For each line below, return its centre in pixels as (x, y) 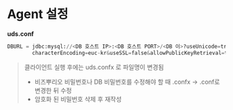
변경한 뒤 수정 (53, 90)
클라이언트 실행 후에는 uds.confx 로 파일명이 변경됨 (94, 67)
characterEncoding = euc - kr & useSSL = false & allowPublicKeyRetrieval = (129, 53)
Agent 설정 (38, 14)
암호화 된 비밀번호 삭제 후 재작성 (78, 99)
